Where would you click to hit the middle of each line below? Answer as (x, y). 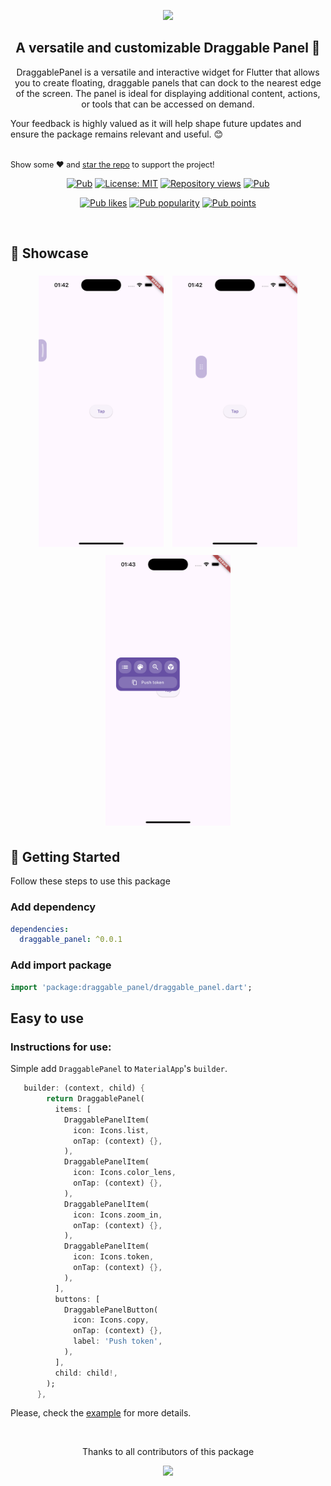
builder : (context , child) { (84, 1088)
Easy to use (47, 1018)
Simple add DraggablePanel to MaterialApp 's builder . (119, 1069)
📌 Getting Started (65, 856)
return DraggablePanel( (95, 1099)
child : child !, (86, 1373)
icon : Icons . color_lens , (125, 1173)
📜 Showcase (49, 253)
